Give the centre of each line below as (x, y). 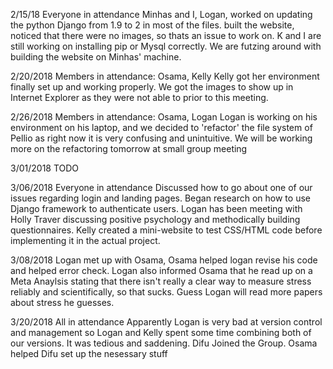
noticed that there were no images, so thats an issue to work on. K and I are (166, 35)
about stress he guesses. (62, 302)
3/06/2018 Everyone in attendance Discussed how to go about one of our (161, 187)
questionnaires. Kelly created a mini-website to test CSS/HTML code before (166, 230)
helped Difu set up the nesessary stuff (89, 353)
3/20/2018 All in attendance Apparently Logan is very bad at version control (166, 322)
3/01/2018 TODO (45, 168)
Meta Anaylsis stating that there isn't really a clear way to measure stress (161, 281)
